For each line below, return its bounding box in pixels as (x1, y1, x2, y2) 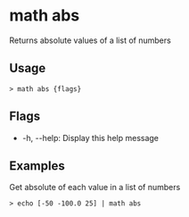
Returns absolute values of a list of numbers (9, 35, 171, 46)
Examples (9, 158, 65, 173)
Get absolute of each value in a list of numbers (9, 182, 181, 193)
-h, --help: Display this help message (21, 132, 159, 143)
